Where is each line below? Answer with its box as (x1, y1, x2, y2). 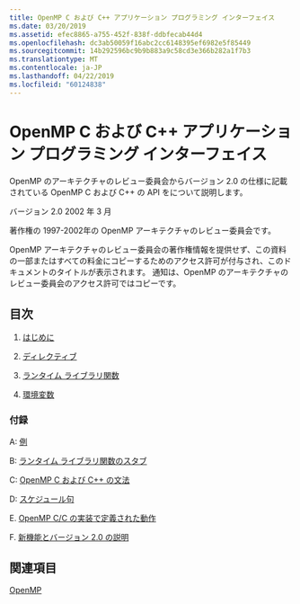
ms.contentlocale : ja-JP (9, 64, 102, 73)
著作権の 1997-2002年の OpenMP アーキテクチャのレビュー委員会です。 (9, 225, 277, 235)
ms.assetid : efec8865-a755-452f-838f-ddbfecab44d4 (9, 30, 203, 39)
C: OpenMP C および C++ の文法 (9, 474, 130, 485)
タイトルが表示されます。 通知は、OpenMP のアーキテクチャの (56, 266, 289, 277)
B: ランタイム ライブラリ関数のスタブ (9, 455, 147, 466)
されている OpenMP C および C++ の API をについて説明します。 (9, 186, 248, 198)
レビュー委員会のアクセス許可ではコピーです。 (9, 278, 181, 289)
